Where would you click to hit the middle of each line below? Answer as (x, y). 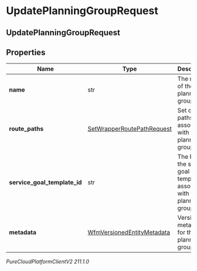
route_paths (26, 129)
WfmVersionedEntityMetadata (129, 232)
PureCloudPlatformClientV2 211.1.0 (48, 262)
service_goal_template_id (45, 182)
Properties (26, 52)
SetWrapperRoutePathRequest (130, 129)
